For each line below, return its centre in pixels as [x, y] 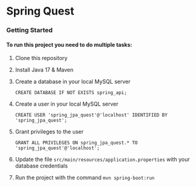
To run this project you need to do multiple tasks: [69, 44]
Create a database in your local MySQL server [73, 82]
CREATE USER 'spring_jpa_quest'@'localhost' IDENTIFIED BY [91, 115]
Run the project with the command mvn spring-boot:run [85, 178]
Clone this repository [41, 58]
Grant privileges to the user [49, 132]
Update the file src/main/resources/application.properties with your [102, 160]
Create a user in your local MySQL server [66, 104]
